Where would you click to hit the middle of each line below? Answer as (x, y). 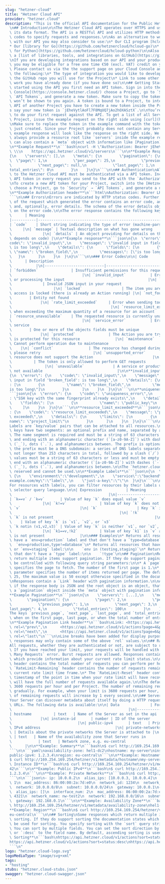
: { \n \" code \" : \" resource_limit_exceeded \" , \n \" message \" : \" (84, 412)
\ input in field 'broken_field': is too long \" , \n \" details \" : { (83, 380)
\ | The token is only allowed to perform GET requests (78, 362)
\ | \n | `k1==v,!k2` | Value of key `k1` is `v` (83, 531)
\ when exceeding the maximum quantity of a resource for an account (82, 311)
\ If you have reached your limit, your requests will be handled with (84, 650)
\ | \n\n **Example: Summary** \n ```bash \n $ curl (64, 746)
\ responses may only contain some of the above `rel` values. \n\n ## (82, 641)
